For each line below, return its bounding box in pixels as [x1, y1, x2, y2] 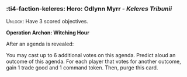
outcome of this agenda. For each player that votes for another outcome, [6, 58, 181, 65]
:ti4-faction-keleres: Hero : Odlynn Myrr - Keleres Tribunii [6, 5, 172, 13]
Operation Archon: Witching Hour [6, 29, 89, 36]
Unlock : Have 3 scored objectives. [6, 18, 89, 25]
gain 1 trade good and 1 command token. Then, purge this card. [6, 64, 158, 71]
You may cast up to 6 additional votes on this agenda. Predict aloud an [6, 52, 176, 59]
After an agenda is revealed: [6, 40, 74, 48]
